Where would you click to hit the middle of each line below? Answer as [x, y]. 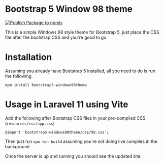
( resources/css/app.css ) [30, 123]
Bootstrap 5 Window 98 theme [69, 9]
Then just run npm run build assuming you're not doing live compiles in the [81, 141]
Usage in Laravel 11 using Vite [67, 105]
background [17, 146]
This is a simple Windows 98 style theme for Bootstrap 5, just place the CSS [82, 32]
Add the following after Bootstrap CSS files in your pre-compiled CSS [75, 118]
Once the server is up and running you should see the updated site [73, 156]
